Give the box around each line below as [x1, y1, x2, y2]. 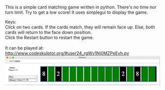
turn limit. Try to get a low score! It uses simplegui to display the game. [5, 9, 148, 15]
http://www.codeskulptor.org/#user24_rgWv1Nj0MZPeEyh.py [5, 50, 129, 56]
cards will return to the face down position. [5, 30, 92, 35]
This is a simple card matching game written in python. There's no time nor [5, 4, 157, 10]
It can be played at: [5, 45, 44, 51]
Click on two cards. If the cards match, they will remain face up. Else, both [5, 24, 156, 30]
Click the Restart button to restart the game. [5, 34, 94, 40]
